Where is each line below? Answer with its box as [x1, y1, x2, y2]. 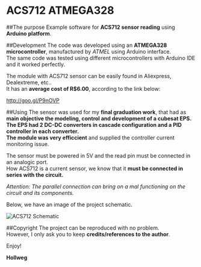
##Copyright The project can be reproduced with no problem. [6, 224, 159, 232]
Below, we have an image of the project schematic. [6, 201, 132, 208]
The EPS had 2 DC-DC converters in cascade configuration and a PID [6, 121, 182, 128]
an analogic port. [6, 158, 48, 165]
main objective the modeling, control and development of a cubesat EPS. [6, 115, 192, 122]
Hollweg [6, 254, 28, 261]
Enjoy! [6, 242, 22, 250]
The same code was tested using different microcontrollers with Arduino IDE [6, 54, 196, 61]
